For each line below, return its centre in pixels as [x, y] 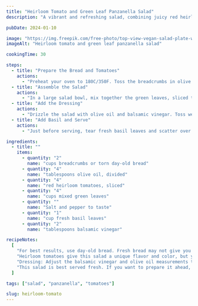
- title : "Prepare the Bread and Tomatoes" [65, 71]
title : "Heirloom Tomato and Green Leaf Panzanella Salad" [80, 11]
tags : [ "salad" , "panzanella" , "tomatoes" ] [60, 284]
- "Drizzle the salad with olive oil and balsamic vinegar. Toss [103, 114]
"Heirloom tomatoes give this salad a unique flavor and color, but [103, 256]
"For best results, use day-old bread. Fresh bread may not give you [104, 251]
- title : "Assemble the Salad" [50, 87]
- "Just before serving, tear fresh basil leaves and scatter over [106, 131]
